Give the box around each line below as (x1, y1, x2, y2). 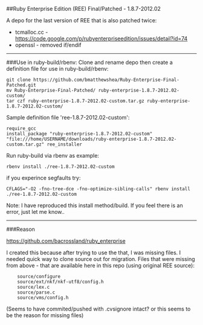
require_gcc (6, 126, 36, 132)
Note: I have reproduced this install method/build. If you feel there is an (6, 202, 183, 209)
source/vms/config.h (17, 295, 69, 301)
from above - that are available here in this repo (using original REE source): (6, 262, 195, 269)
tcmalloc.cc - (14, 28, 48, 36)
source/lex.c (17, 284, 50, 290)
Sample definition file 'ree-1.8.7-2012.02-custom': (6, 114, 130, 121)
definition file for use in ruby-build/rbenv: (6, 65, 109, 72)
